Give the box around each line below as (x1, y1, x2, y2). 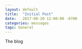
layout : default (5, 7, 38, 12)
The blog (5, 38, 23, 44)
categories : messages (5, 20, 49, 26)
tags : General (5, 25, 34, 30)
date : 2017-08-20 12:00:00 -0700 (5, 16, 78, 21)
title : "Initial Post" (5, 12, 54, 16)
